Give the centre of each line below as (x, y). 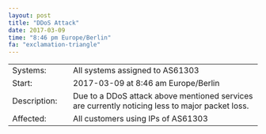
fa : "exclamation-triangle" (55, 45)
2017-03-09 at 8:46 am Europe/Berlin (146, 84)
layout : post (30, 15)
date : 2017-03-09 (37, 30)
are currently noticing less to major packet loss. (161, 106)
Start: (23, 84)
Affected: (29, 119)
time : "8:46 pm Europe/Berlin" (60, 37)
